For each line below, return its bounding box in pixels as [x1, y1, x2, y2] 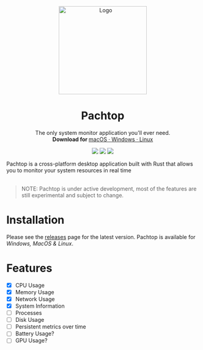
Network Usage [15, 295, 55, 303]
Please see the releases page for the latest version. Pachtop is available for [6, 233, 196, 240]
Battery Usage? [15, 330, 54, 337]
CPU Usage [15, 281, 45, 289]
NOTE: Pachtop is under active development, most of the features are [21, 185, 197, 192]
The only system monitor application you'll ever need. [35, 129, 171, 136]
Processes [15, 310, 42, 317]
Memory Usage [15, 288, 54, 295]
